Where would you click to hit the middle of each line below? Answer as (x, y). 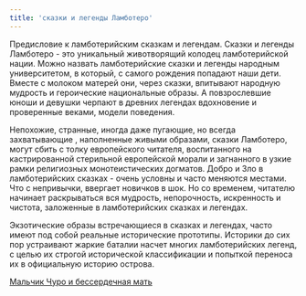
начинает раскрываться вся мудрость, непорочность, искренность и (145, 197)
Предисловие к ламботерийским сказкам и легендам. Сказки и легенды (152, 44)
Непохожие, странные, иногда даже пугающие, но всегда (122, 130)
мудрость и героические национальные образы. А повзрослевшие (140, 92)
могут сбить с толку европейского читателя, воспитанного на (131, 149)
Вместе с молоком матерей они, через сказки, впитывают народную (145, 82)
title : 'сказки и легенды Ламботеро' (81, 18)
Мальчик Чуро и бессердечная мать (81, 281)
